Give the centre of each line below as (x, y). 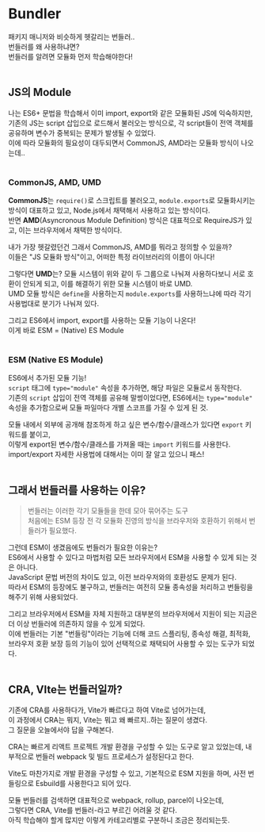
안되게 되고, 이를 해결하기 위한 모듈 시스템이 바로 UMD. (108, 284)
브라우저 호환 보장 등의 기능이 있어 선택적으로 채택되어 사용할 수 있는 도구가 (124, 644)
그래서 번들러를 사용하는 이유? (77, 490)
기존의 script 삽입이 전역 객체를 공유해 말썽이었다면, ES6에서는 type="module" (131, 398)
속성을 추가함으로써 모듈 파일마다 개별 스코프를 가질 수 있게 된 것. (108, 408)
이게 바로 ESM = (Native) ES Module (66, 331)
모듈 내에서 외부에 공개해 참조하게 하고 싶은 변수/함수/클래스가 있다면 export (126, 424)
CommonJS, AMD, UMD (55, 182)
